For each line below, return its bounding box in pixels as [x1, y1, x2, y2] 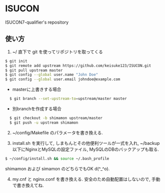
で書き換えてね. [12, 182, 44, 188]
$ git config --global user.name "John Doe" [5, 72, 98, 77]
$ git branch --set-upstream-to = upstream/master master [9, 96, 127, 101]
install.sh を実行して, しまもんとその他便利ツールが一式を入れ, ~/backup [12, 140, 160, 146]
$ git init [5, 59, 28, 64]
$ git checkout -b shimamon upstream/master [9, 116, 103, 121]
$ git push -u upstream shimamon [9, 120, 79, 125]
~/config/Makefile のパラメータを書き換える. [12, 129, 103, 135]
